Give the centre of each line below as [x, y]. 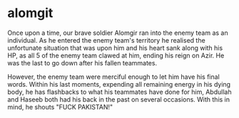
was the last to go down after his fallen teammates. [82, 63]
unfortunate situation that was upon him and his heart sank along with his [115, 48]
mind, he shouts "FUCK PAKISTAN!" [60, 107]
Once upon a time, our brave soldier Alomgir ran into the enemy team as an [118, 33]
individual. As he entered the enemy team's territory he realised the [106, 40]
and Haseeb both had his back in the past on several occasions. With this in [119, 99]
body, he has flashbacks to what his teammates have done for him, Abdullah [119, 92]
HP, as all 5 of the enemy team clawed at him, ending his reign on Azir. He [116, 55]
